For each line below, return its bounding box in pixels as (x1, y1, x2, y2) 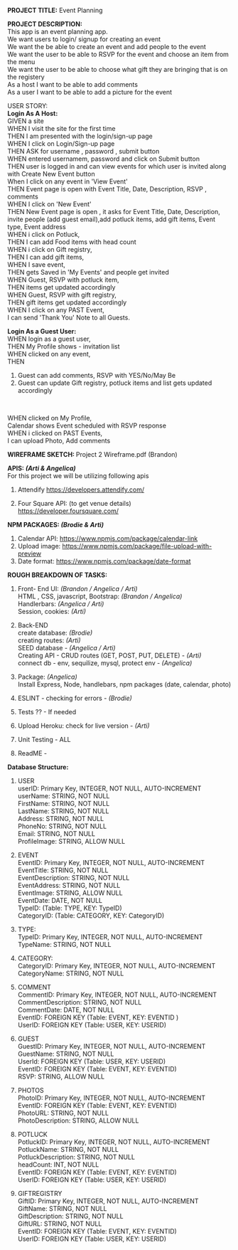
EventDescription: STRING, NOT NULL (17, 874, 130, 881)
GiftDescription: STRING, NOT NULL (17, 1212, 124, 1220)
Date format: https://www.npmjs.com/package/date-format (17, 557, 191, 565)
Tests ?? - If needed (17, 708, 77, 716)
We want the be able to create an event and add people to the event (7, 43, 206, 51)
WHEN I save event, (7, 260, 66, 269)
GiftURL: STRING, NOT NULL (17, 1219, 102, 1228)
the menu (7, 58, 36, 66)
